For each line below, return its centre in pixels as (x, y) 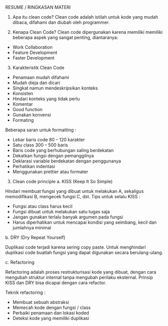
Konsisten (23, 93)
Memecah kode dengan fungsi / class (52, 307)
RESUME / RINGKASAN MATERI (38, 7)
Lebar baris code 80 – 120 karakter (49, 140)
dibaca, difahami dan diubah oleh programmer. (61, 22)
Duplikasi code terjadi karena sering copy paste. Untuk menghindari (75, 247)
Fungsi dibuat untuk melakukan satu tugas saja (61, 212)
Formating (23, 120)
